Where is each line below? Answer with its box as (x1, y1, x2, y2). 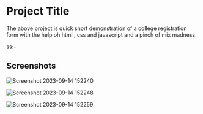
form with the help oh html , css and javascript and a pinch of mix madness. (6, 31, 197, 38)
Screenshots (6, 61, 56, 71)
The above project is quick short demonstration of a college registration (6, 25, 187, 32)
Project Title (6, 4, 70, 18)
